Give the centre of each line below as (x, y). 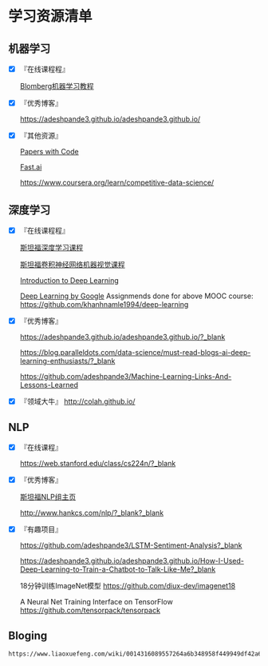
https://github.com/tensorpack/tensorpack (90, 610)
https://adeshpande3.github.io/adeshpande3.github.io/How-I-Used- (132, 561)
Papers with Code (49, 152)
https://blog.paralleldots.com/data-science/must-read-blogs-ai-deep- (135, 353)
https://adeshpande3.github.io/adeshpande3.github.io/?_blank (122, 337)
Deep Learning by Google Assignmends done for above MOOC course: (136, 296)
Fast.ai (31, 167)
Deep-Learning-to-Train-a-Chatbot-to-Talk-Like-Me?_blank (118, 569)
